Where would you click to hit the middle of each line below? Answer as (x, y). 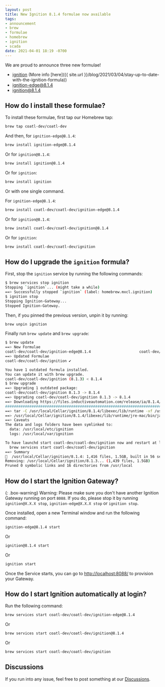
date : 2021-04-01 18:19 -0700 (36, 51)
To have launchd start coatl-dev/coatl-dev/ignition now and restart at (81, 443)
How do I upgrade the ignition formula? (67, 262)
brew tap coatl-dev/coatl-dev (36, 127)
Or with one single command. (35, 191)
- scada (13, 46)
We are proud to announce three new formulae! (53, 65)
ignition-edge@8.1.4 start (33, 527)
